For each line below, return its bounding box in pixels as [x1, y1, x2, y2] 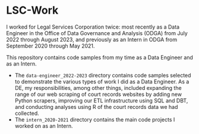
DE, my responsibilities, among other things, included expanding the [14, 84, 182, 91]
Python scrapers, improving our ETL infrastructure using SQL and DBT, [14, 96, 188, 104]
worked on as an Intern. [14, 122, 73, 129]
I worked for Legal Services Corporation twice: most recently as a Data [6, 23, 180, 30]
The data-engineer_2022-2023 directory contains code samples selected [14, 71, 191, 79]
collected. [14, 110, 40, 117]
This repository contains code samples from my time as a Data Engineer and [6, 54, 193, 61]
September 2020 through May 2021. [6, 42, 95, 49]
